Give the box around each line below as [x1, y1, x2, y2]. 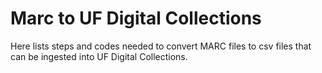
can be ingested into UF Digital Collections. [10, 50, 188, 62]
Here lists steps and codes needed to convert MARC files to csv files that [10, 40, 312, 52]
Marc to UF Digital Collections [10, 7, 262, 30]
